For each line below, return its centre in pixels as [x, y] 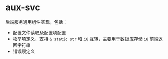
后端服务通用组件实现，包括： [36, 22]
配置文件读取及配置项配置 [39, 32]
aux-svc [23, 7]
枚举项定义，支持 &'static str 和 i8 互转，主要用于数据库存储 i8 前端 [85, 39]
